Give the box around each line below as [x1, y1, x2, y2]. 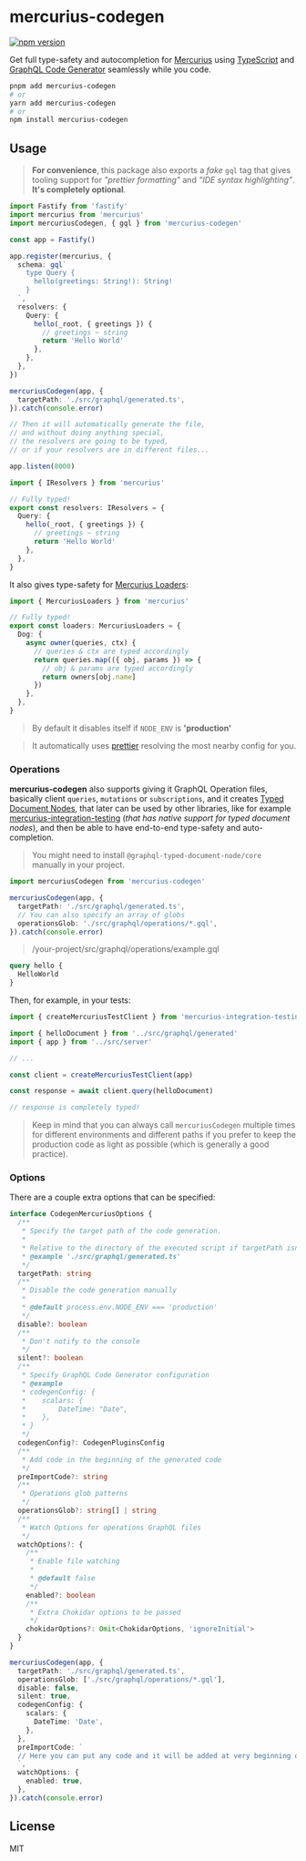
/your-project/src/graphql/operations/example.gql [31, 944, 220, 955]
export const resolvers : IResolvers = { [9, 503, 166, 512]
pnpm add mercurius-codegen [9, 81, 117, 90]
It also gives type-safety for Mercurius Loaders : [9, 578, 189, 589]
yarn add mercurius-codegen [9, 98, 117, 107]
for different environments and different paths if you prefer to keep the [31, 1130, 296, 1140]
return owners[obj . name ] [42, 672, 137, 681]
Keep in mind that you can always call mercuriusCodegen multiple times [31, 1120, 296, 1130]
